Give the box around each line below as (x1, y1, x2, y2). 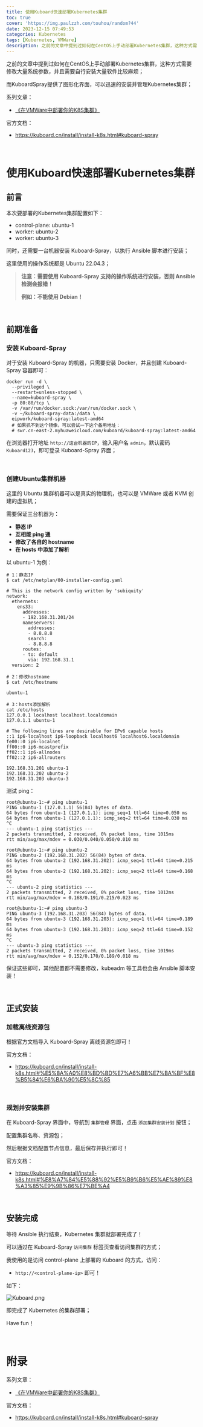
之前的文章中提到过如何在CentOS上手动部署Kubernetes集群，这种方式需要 (6, 60, 192, 67)
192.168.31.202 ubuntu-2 (6, 770, 69, 777)
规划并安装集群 (6, 1104, 50, 1112)
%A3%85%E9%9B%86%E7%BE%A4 (14, 1182, 110, 1189)
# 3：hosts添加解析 (6, 701, 51, 707)
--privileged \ (11, 384, 50, 390)
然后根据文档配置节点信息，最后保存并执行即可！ (6, 1144, 128, 1152)
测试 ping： (6, 787, 35, 794)
